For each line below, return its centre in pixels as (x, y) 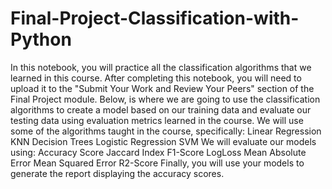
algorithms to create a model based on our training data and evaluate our (161, 109)
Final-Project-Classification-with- (155, 18)
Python (41, 39)
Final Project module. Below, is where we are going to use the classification (165, 99)
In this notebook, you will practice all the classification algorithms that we (161, 67)
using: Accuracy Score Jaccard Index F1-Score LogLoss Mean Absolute (158, 152)
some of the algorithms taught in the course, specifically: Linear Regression (166, 131)
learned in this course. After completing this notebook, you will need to (156, 78)
